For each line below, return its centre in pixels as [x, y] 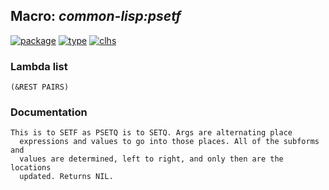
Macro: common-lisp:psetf [96, 16]
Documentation [49, 112]
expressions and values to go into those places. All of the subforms [169, 142]
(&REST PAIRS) [40, 87]
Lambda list [39, 66]
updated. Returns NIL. [66, 177]
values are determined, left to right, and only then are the [151, 159]
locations [31, 168]
